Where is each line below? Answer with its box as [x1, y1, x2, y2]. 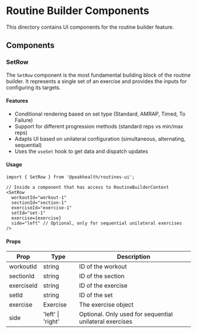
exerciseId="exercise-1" [11, 205, 72, 211]
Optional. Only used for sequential [79, 310, 173, 318]
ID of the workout [79, 263, 127, 271]
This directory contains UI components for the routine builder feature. [6, 23, 174, 30]
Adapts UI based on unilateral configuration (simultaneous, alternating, [14, 135, 186, 142]
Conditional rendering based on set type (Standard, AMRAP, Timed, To [14, 110, 186, 117]
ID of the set [79, 291, 113, 300]
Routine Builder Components [6, 4, 150, 18]
